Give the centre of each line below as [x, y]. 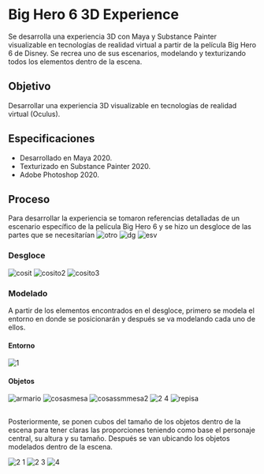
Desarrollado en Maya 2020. [66, 158]
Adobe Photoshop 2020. [59, 175]
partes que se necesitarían [52, 235]
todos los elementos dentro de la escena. [75, 62]
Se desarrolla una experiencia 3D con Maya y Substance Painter [113, 36]
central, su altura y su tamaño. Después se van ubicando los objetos [119, 438]
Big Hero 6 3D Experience [94, 15]
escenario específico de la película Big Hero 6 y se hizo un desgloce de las [130, 227]
